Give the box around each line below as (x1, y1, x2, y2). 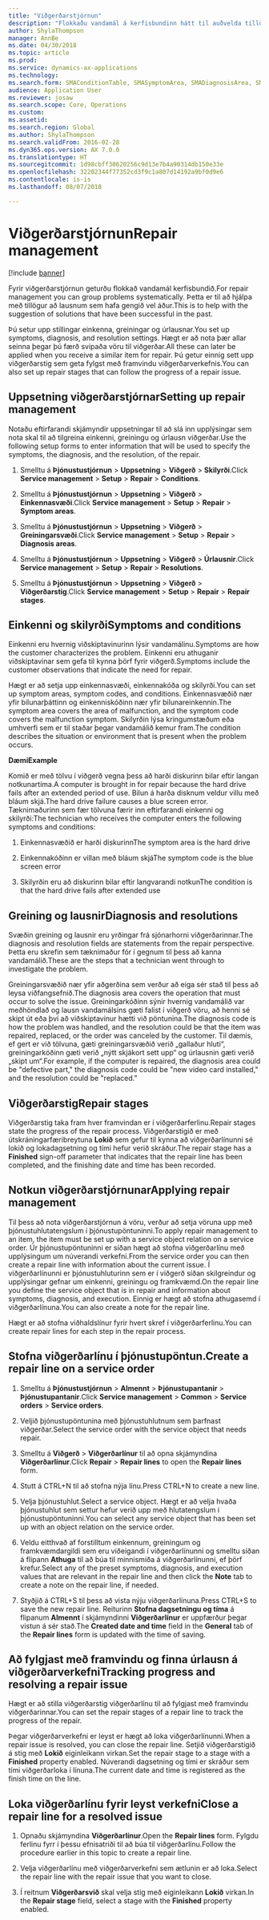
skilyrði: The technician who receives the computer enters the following (8, 813, 242, 823)
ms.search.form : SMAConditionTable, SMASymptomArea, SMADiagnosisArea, (8, 78, 252, 86)
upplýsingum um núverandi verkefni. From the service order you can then (8, 1251, 250, 1261)
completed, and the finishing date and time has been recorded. (8, 1160, 216, 1170)
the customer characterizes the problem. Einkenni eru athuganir (8, 648, 219, 657)
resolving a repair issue (8, 1677, 128, 1691)
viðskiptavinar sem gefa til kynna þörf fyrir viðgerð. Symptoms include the (8, 657, 251, 666)
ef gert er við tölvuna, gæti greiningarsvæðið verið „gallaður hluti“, (8, 1039, 226, 1049)
